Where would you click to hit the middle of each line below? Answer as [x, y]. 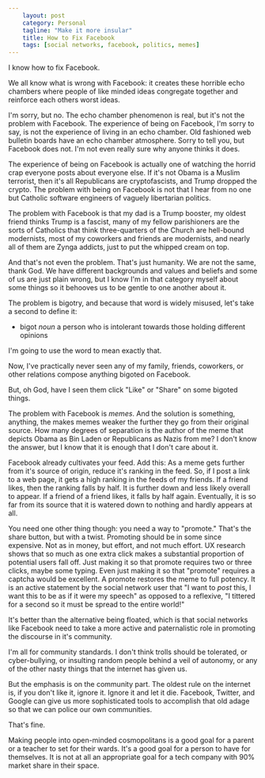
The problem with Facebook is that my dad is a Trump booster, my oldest [127, 213]
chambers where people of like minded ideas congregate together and [123, 91]
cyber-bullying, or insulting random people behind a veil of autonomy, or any [133, 661]
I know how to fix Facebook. [54, 67]
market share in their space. [54, 765]
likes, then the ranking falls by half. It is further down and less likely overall [129, 488]
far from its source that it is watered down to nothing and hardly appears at [131, 505]
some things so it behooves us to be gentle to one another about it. [117, 288]
